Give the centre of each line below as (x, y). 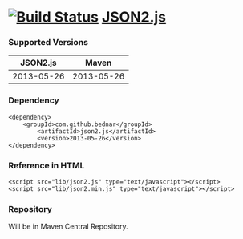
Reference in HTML (47, 165)
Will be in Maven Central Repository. (68, 227)
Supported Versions (48, 43)
